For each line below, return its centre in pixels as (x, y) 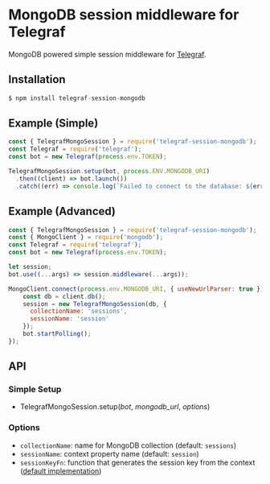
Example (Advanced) (62, 211)
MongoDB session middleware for (124, 15)
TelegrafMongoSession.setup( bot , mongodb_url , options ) (115, 407)
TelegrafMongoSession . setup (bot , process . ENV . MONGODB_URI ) (109, 172)
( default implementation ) (61, 471)
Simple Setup (35, 390)
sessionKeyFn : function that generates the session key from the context (137, 462)
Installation (37, 79)
